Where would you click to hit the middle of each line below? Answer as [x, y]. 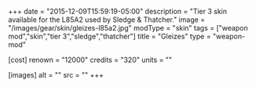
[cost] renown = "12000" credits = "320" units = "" [90, 60]
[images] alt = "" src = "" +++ [56, 75]
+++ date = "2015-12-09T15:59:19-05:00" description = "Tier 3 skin [118, 11]
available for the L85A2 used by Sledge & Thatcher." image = [107, 20]
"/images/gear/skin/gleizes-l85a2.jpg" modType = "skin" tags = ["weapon [128, 28]
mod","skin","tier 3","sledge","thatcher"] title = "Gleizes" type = [110, 36]
